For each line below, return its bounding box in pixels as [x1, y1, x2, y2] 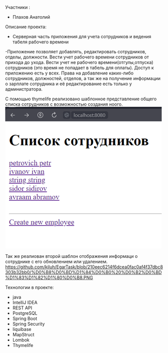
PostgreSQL [12, 310, 38, 316]
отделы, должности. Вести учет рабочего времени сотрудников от [5, 54, 149, 60]
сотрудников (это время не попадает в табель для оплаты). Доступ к [5, 65, 154, 70]
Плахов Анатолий [12, 14, 50, 20]
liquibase [12, 326, 32, 332]
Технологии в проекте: [5, 285, 54, 290]
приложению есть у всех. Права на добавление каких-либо [5, 70, 134, 76]
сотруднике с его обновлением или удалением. [5, 259, 108, 264]
